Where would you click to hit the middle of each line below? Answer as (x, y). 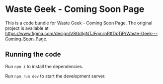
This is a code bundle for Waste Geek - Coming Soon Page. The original (79, 23)
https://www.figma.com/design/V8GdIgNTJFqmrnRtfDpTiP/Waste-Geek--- (81, 33)
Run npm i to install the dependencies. (44, 66)
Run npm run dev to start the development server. (55, 76)
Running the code (33, 54)
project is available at (27, 28)
